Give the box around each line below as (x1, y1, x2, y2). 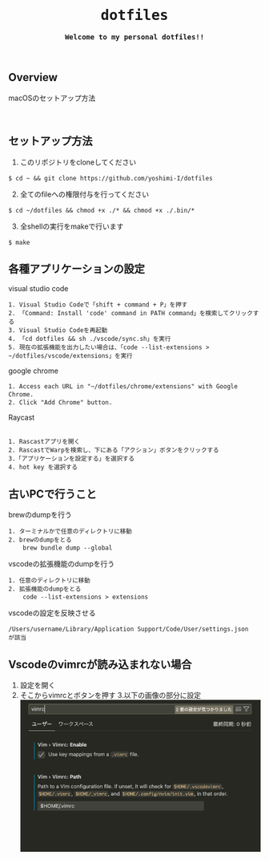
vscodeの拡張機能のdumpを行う (8, 559, 115, 569)
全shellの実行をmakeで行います (19, 221, 124, 231)
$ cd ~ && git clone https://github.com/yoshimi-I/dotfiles (8, 174, 214, 182)
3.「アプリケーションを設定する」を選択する (8, 455, 134, 463)
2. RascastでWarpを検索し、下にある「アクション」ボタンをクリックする (8, 446, 219, 455)
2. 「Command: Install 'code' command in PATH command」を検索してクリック (8, 310, 254, 318)
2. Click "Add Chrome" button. (8, 399, 113, 407)
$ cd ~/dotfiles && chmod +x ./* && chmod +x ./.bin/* (8, 206, 195, 214)
